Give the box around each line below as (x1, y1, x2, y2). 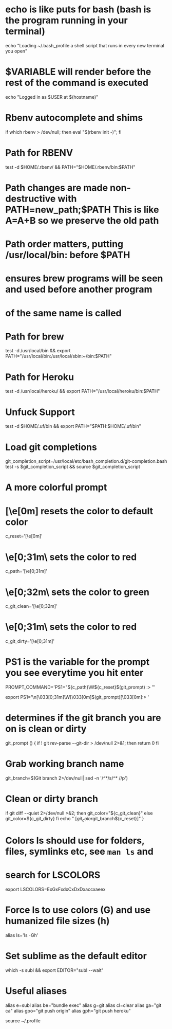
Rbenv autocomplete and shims (5, 112, 143, 124)
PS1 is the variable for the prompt (5, 656, 150, 668)
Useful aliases (5, 985, 67, 997)
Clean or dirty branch (5, 793, 99, 805)
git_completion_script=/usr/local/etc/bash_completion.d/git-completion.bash (5, 458, 167, 464)
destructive (5, 193, 56, 204)
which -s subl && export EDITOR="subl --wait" (5, 967, 104, 973)
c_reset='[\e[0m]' (5, 533, 43, 539)
